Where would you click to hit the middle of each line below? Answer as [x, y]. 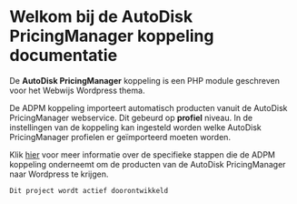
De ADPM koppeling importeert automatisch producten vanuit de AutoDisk [148, 107]
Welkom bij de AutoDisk [101, 17]
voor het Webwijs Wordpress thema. [77, 90]
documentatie [64, 56]
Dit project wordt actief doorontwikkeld [89, 190]
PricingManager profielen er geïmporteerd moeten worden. [120, 137]
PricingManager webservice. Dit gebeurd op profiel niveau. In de [131, 117]
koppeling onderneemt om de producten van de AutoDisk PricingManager [148, 164]
